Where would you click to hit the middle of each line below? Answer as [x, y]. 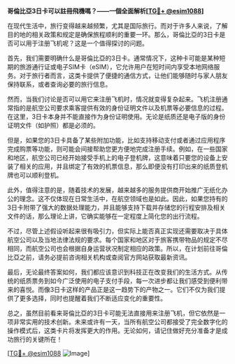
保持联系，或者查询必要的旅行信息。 [59, 84]
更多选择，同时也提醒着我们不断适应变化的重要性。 [93, 298]
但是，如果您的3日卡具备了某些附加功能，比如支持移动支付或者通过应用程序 [116, 140]
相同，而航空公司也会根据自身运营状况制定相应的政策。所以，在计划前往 [111, 248]
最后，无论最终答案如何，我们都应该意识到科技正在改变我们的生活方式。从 [114, 272]
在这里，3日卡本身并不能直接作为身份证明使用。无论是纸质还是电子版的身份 [116, 117]
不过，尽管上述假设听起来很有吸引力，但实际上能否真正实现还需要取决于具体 [117, 231]
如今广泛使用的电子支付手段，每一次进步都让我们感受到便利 [136, 281]
